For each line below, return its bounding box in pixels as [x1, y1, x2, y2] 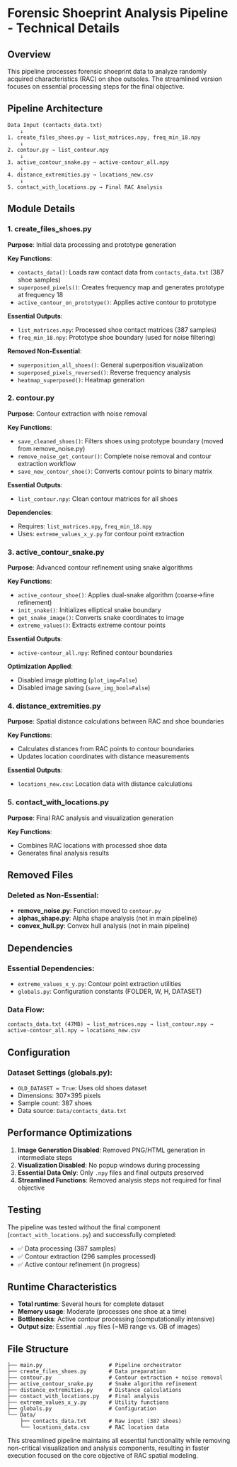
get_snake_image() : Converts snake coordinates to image [17, 614, 185, 622]
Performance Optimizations [7, 1126, 132, 1139]
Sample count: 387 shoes [17, 1099, 93, 1107]
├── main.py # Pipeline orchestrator [7, 1362, 182, 1369]
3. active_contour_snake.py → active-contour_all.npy [7, 158, 170, 166]
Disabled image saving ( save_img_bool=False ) [17, 683, 151, 692]
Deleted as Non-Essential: [7, 890, 99, 900]
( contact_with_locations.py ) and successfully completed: [7, 1230, 177, 1239]
